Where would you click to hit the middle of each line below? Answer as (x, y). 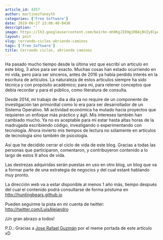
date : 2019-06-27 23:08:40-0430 (38, 23)
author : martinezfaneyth (30, 14)
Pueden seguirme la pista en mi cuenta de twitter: (55, 204)
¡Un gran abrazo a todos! (30, 219)
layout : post (18, 37)
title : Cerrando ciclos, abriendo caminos (49, 50)
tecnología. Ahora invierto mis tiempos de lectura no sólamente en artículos (81, 130)
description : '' (21, 28)
